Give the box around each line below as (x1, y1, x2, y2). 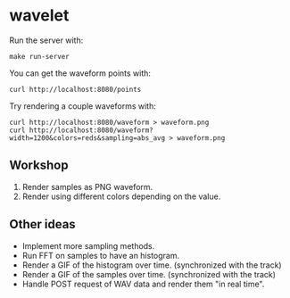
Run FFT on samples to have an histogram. (21, 250, 180, 261)
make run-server (9, 52, 70, 61)
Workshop (9, 158, 69, 173)
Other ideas (9, 217, 76, 232)
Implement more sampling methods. (21, 240, 155, 251)
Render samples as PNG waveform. (21, 181, 153, 192)
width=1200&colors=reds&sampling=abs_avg (9, 133, 166, 143)
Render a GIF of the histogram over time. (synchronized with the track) (21, 260, 283, 270)
